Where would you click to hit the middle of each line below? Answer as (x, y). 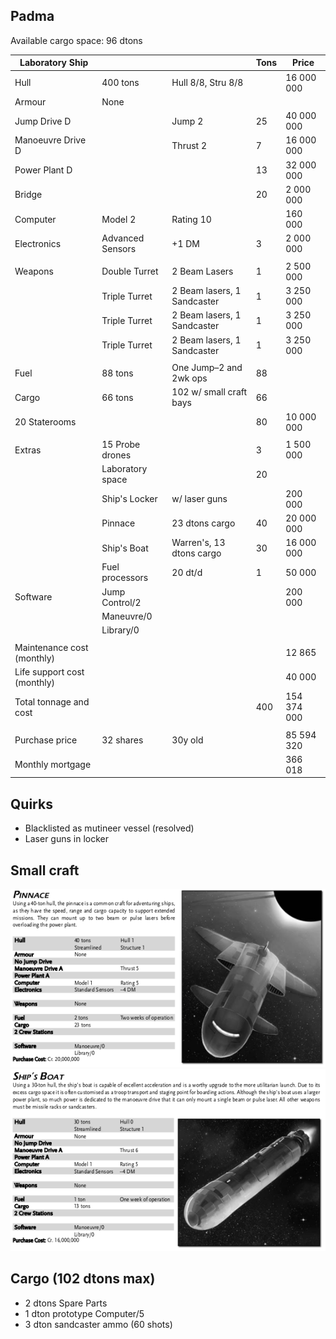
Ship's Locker (129, 499)
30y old (187, 740)
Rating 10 (191, 219)
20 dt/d (187, 572)
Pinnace (118, 523)
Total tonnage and (52, 701)
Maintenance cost (51, 647)
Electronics (38, 243)
